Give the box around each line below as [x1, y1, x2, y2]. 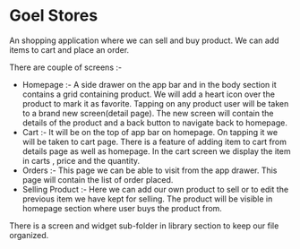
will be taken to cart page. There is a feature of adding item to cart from [21, 136, 287, 147]
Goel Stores [9, 5, 99, 26]
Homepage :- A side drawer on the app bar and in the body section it [21, 79, 278, 90]
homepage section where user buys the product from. [21, 202, 222, 213]
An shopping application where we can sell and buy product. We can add [9, 35, 279, 46]
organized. [9, 229, 49, 240]
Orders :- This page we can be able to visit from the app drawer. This [21, 165, 278, 176]
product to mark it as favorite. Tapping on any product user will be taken [21, 98, 289, 108]
